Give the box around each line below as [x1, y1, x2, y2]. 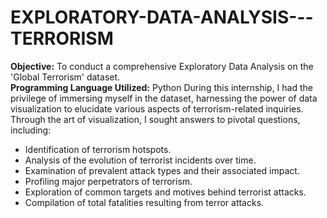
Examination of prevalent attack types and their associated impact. [24, 164, 300, 176]
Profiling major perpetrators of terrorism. [24, 175, 193, 187]
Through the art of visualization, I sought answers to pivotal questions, [10, 113, 301, 125]
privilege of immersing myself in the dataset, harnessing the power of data [10, 92, 318, 104]
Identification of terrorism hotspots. [24, 143, 172, 155]
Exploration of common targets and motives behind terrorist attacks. [24, 186, 307, 198]
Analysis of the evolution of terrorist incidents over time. [24, 154, 257, 166]
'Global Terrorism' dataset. [10, 71, 121, 83]
